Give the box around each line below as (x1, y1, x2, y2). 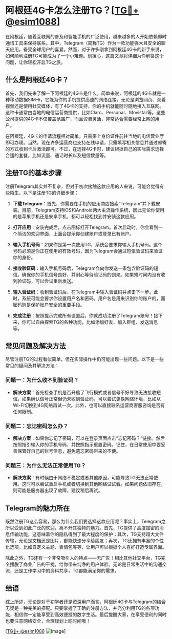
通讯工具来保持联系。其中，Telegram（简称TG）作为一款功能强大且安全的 (5, 39, 161, 46)
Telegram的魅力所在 (5, 504, 70, 513)
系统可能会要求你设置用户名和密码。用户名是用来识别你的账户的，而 (21, 295, 165, 301)
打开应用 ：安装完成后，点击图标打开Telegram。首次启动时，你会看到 (12, 224, 159, 230)
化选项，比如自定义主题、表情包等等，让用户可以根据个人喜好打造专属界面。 (5, 544, 167, 550)
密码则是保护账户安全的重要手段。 (12, 302, 85, 308)
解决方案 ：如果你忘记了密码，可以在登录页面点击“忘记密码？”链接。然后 (12, 435, 165, 441)
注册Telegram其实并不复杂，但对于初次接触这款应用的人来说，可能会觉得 (5, 183, 160, 189)
